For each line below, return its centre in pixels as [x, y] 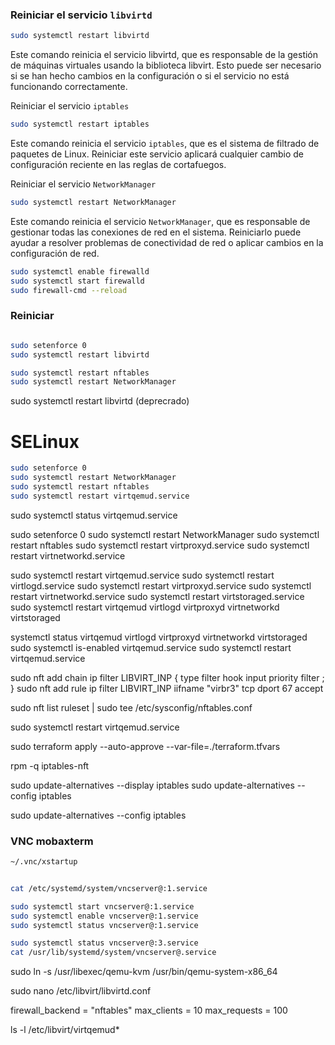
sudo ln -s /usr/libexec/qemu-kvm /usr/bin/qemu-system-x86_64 [144, 972]
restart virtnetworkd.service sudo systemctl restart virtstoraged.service [157, 596]
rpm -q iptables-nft [50, 765]
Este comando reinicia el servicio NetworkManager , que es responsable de [160, 221]
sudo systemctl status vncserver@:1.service [104, 925]
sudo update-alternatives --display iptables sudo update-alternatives [152, 785]
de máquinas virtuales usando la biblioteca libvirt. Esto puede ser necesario [166, 65]
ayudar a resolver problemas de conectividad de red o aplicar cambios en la [167, 242]
